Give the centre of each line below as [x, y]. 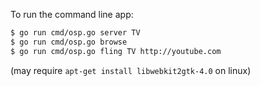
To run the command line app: [72, 14]
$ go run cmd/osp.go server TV [75, 33]
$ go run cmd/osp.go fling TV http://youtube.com [116, 51]
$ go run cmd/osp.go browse [69, 42]
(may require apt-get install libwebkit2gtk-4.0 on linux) [131, 70]
